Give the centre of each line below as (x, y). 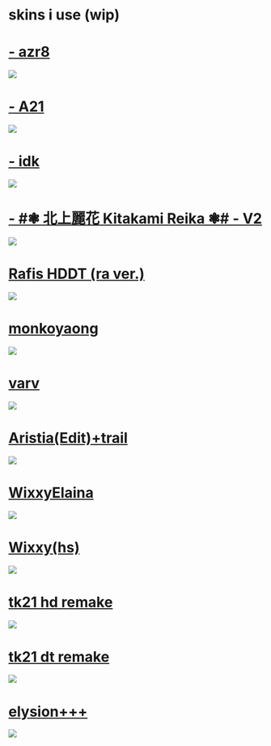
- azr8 (29, 52)
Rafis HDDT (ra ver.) (77, 274)
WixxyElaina (51, 493)
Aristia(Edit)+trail (68, 437)
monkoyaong (53, 329)
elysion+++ (48, 712)
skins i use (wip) (64, 15)
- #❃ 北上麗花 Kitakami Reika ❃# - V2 (135, 219)
